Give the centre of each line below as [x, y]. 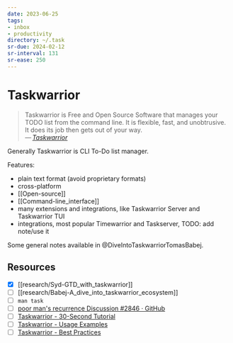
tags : [15, 21]
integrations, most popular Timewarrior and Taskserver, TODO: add [116, 223]
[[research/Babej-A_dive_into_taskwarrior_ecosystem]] [98, 292]
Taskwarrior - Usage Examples [63, 324]
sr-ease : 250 [27, 60]
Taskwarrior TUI [41, 216]
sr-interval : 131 [33, 54]
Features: [21, 164]
